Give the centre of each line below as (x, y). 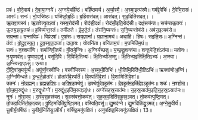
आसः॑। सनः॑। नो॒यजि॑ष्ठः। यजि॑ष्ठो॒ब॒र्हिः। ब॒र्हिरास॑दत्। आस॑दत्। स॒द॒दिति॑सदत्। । (80, 16)
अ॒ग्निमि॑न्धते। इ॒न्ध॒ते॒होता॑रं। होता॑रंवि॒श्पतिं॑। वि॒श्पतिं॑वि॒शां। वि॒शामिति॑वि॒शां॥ (73, 77)
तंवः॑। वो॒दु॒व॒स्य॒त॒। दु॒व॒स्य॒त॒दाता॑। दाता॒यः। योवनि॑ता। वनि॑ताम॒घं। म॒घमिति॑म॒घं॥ (77, 43)
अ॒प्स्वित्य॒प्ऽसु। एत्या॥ (27, 63)
